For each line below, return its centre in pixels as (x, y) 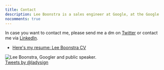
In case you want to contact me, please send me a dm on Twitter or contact (82, 33)
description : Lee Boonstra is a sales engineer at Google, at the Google (82, 14)
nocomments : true (23, 19)
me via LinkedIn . (22, 38)
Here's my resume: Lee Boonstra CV (49, 48)
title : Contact (21, 10)
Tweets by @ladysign (27, 63)
